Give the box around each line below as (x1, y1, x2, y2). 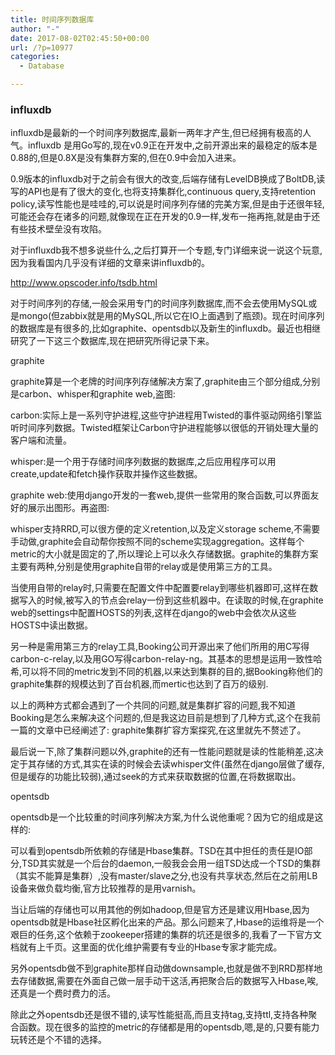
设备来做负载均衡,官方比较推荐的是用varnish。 (10, 882, 202, 895)
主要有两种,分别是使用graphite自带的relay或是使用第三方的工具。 (10, 561, 278, 573)
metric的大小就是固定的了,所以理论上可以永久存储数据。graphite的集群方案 (10, 548, 319, 560)
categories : (10, 52, 60, 62)
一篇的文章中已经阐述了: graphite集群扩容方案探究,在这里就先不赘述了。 (10, 724, 307, 736)
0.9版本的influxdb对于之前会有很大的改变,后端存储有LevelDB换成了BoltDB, (10, 173, 317, 185)
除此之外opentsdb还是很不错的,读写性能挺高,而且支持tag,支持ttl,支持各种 (10, 1009, 309, 1021)
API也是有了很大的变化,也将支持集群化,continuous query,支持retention (27, 186, 317, 198)
